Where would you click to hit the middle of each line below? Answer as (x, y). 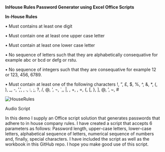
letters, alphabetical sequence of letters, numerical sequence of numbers (80, 134)
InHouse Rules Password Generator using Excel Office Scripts (70, 7)
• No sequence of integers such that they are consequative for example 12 (81, 69)
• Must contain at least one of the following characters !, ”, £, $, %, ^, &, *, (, (81, 84)
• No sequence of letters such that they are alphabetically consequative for (82, 55)
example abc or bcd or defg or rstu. (41, 60)
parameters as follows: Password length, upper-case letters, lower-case (78, 128)
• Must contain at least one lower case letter (50, 45)
